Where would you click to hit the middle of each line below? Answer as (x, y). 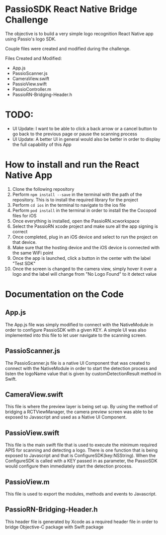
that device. (24, 242)
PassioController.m (32, 89)
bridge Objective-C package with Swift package (54, 527)
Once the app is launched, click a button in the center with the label (81, 258)
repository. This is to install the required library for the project (75, 200)
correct (20, 231)
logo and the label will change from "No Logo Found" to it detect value (84, 274)
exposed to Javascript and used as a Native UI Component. (66, 417)
